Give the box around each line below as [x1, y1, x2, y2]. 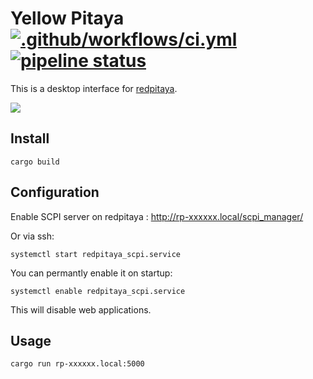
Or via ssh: [10, 230, 55, 242]
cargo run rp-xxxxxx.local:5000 [10, 359, 145, 369]
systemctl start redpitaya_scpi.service [10, 249, 182, 259]
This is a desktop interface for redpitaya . [10, 82, 178, 94]
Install [10, 130, 50, 147]
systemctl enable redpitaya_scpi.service [10, 286, 186, 296]
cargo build [10, 157, 60, 167]
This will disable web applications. [10, 303, 152, 316]
